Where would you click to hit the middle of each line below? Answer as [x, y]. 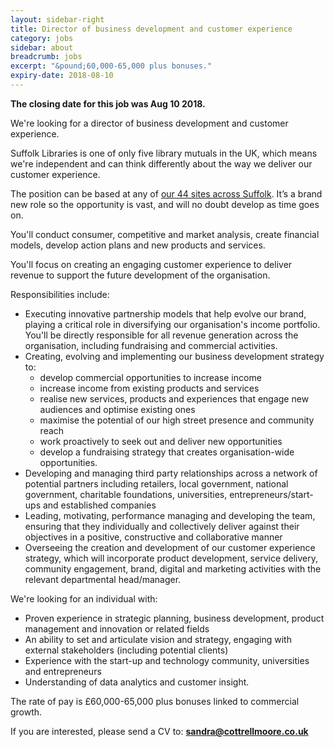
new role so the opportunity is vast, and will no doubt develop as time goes [165, 204]
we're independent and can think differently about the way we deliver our [161, 163]
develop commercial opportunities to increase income [150, 377]
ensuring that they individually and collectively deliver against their [162, 526]
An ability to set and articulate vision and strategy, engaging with [158, 639]
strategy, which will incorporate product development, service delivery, [171, 558]
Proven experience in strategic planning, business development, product [174, 618]
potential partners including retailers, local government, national [156, 483]
